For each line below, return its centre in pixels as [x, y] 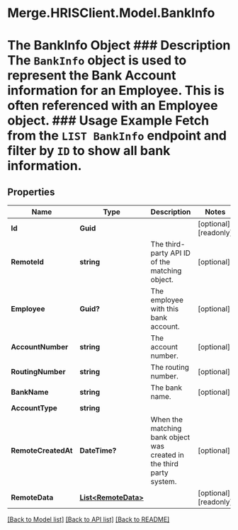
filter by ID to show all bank [89, 151]
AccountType [34, 408]
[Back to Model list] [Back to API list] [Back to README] [89, 519]
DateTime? [98, 451]
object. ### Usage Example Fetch [108, 121]
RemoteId [28, 262]
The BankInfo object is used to [97, 61]
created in [167, 455]
